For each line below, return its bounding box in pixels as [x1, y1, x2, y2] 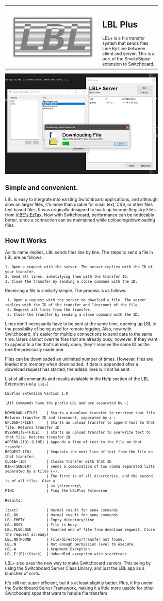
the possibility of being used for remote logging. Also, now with [5, 326, 132, 331]
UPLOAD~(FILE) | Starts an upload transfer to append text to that [5, 420, 155, 425]
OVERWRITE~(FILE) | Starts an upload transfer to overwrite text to [5, 430, 151, 435]
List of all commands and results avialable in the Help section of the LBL [5, 376, 149, 382]
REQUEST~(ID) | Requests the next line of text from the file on [5, 449, 153, 454]
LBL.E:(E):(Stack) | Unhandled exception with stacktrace [5, 551, 127, 556]
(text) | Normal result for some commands [5, 508, 118, 512]
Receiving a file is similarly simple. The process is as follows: [5, 288, 127, 293]
